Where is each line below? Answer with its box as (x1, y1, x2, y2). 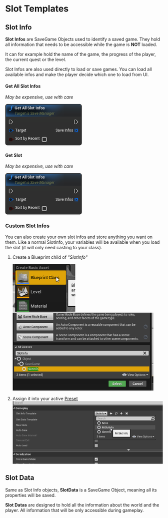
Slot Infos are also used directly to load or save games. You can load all (5, 66, 152, 72)
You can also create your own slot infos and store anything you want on (5, 234, 153, 240)
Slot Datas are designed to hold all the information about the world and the (5, 501, 159, 508)
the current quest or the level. (5, 57, 66, 63)
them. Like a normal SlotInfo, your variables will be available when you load (5, 239, 160, 245)
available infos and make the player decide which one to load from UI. (5, 72, 149, 78)
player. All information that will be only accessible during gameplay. (5, 507, 144, 513)
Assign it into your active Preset (12, 395, 78, 401)
